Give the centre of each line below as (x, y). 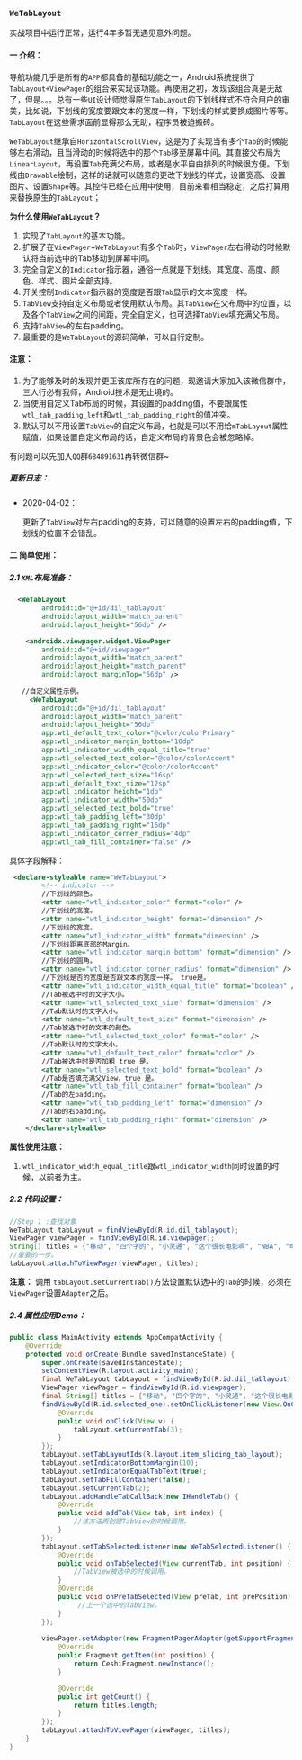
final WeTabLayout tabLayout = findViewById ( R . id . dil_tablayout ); (169, 1379)
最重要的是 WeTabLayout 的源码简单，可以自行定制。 (115, 337)
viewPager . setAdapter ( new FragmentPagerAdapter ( (134, 1639)
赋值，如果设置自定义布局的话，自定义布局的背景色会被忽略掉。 (140, 436)
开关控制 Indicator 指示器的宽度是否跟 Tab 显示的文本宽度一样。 (137, 292)
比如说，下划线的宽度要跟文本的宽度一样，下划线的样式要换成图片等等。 (159, 111)
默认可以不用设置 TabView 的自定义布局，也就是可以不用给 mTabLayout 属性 (155, 426)
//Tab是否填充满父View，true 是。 (100, 1078)
